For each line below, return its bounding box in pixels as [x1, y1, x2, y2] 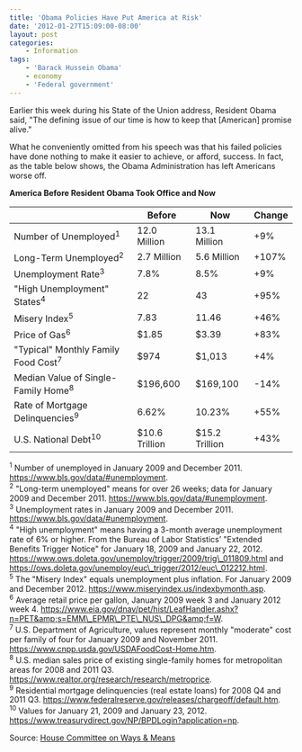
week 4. [9, 604, 39, 614]
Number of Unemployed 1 [13, 228, 120, 243]
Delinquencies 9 [13, 410, 79, 425]
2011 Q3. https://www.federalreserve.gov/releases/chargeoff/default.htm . [9, 694, 281, 705]
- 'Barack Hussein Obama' [25, 64, 123, 73]
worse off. [9, 170, 47, 181]
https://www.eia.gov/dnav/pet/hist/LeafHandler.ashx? [40, 604, 239, 614]
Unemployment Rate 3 [13, 266, 105, 281]
